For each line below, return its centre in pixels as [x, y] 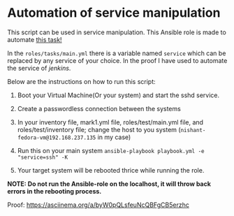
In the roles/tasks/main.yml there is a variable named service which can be [117, 53]
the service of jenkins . [39, 68]
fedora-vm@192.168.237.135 [57, 138]
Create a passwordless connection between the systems [99, 108]
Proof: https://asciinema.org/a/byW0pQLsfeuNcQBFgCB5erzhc [98, 205]
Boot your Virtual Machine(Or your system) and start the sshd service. [118, 95]
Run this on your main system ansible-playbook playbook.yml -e [111, 150]
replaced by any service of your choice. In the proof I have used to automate [117, 60]
